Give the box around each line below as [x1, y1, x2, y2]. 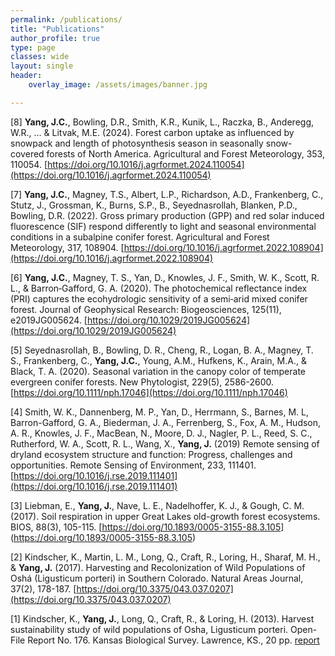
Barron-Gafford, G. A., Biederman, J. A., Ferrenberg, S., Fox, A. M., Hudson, [10, 416, 322, 428]
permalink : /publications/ [10, 14, 123, 25]
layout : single [10, 61, 74, 71]
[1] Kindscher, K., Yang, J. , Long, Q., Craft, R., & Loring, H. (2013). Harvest [10, 612, 315, 625]
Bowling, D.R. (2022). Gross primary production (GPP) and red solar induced [10, 209, 325, 221]
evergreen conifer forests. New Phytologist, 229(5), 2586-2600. [10, 376, 275, 388]
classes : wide [10, 52, 70, 62]
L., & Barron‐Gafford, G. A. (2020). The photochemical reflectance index [10, 282, 308, 294]
